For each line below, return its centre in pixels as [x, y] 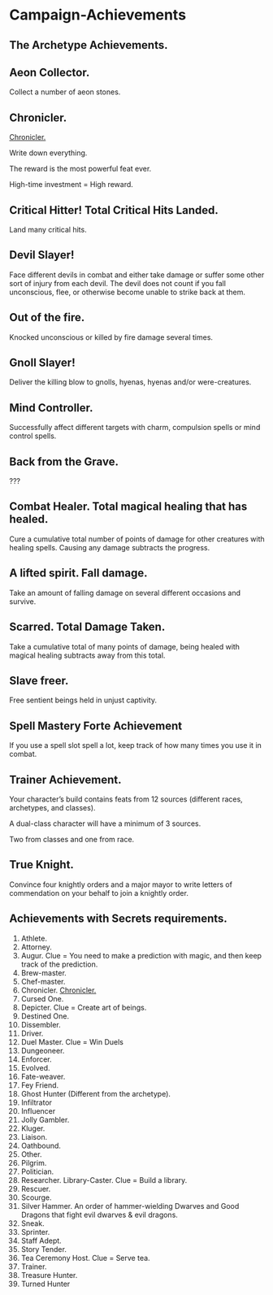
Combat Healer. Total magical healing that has [128, 507]
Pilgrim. [34, 1162]
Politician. [37, 1171]
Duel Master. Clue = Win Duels [72, 1041]
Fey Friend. [40, 1085]
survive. [23, 601]
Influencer [38, 1110]
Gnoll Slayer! [42, 363]
